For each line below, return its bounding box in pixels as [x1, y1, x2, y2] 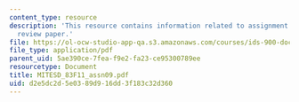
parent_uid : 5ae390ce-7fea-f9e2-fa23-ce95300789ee [9, 54, 201, 63]
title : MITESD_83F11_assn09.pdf [9, 71, 129, 80]
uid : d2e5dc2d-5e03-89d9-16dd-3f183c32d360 [9, 79, 174, 88]
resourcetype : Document [9, 63, 98, 72]
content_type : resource [9, 12, 98, 22]
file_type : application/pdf [9, 46, 114, 55]
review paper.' [17, 29, 74, 38]
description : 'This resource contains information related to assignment [9, 21, 289, 30]
